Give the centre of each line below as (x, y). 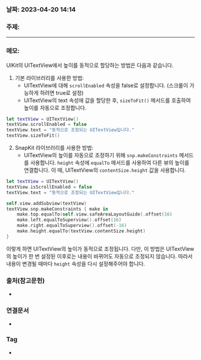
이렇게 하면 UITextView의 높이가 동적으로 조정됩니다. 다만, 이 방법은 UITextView (100, 248)
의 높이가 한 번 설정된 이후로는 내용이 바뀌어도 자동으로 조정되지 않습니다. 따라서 (100, 256)
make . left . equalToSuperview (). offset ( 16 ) (69, 220)
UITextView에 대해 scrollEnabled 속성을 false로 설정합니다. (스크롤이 (106, 85)
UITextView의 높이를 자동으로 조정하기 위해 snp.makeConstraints (101, 155)
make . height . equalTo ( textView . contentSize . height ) (81, 231)
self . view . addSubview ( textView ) (46, 203)
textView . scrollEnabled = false (46, 124)
